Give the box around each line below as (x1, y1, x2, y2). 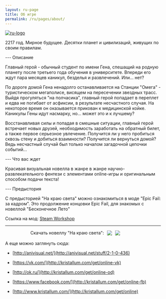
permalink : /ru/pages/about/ (5, 16, 65, 21)
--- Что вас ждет (5, 156, 41, 162)
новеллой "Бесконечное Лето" (5, 206, 70, 212)
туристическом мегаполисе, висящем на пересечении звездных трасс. (5, 90, 157, 96)
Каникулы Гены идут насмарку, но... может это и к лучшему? (5, 111, 135, 117)
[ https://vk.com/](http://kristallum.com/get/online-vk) (12, 260, 121, 266)
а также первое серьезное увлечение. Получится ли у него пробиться (5, 131, 155, 137)
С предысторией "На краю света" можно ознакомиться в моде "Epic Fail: (5, 195, 161, 201)
